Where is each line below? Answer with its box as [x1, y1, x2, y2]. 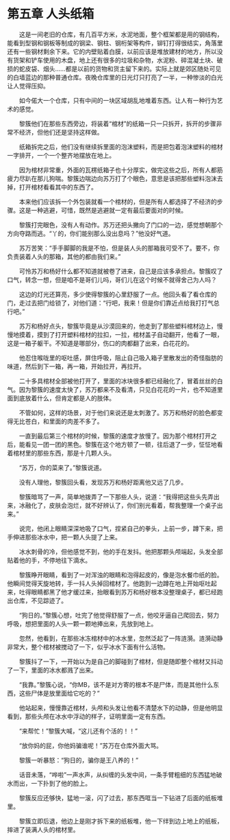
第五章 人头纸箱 [7, 6, 94, 22]
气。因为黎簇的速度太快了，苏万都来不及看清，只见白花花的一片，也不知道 [7, 385, 217, 393]
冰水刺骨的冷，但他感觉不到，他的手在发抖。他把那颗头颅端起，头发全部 [18, 547, 223, 556]
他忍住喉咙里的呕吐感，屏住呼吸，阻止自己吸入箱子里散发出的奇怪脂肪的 [18, 353, 223, 362]
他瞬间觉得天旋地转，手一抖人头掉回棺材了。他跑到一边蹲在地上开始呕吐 [7, 579, 211, 587]
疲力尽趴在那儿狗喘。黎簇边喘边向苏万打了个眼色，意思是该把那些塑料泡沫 [7, 174, 217, 183]
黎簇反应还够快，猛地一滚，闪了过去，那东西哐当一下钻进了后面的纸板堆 [18, 793, 223, 802]
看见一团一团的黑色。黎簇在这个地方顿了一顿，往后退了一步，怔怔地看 [25, 440, 223, 448]
